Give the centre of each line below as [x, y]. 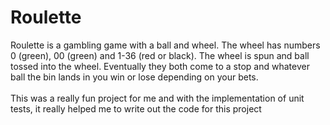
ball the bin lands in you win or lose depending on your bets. [134, 77]
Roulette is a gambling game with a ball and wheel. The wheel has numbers [165, 45]
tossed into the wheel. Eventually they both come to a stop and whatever [160, 66]
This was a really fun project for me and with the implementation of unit [157, 98]
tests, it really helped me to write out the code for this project [136, 108]
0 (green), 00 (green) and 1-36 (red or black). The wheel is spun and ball [160, 55]
